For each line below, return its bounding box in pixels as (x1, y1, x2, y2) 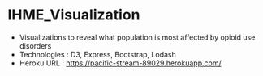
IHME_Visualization (7, 6, 140, 24)
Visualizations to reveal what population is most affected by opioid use (19, 32, 256, 42)
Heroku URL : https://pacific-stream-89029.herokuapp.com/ (19, 58, 222, 68)
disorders (19, 40, 52, 50)
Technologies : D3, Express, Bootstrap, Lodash (19, 49, 176, 59)
